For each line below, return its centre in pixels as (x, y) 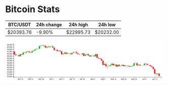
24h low (107, 25)
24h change (49, 25)
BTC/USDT (20, 25)
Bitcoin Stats (33, 9)
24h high (78, 25)
